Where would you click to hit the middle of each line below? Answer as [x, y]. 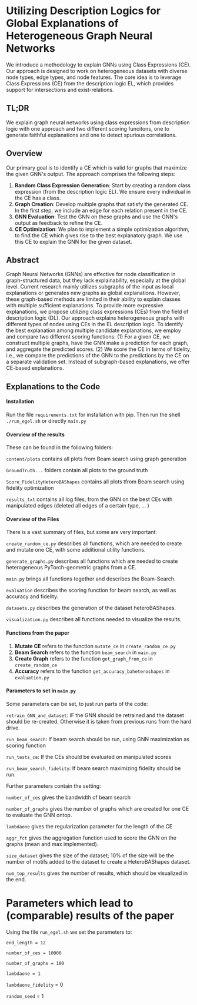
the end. [16, 879]
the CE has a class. [38, 198]
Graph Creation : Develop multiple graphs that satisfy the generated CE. [101, 204]
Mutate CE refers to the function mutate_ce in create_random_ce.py [95, 646]
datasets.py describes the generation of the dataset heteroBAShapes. [91, 608]
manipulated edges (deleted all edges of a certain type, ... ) [78, 506]
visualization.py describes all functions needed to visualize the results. [94, 619]
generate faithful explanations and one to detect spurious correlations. [91, 135]
